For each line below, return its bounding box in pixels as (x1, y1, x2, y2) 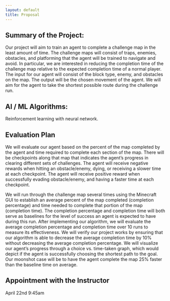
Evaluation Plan (5, 130, 56, 139)
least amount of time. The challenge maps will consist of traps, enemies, (5, 50, 157, 56)
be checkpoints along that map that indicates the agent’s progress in (5, 154, 149, 160)
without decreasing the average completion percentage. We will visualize (5, 240, 158, 246)
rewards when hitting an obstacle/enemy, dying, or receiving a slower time (5, 165, 161, 172)
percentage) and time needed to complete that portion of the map (5, 202, 143, 208)
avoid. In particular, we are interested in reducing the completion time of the (5, 60, 164, 66)
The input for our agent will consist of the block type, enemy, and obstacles (5, 72, 163, 78)
